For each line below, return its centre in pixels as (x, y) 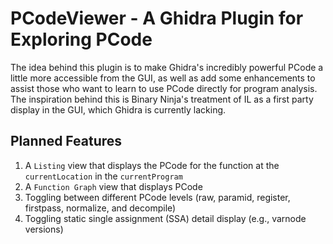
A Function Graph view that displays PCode (113, 186)
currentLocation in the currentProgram (103, 176)
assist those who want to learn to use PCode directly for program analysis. (164, 88)
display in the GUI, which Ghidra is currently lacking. (118, 109)
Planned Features (66, 141)
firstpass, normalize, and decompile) (100, 208)
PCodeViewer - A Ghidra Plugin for (157, 18)
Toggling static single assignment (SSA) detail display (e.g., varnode (165, 218)
